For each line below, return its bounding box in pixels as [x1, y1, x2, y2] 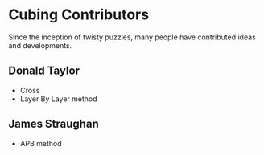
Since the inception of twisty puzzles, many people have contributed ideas [8, 32, 256, 42]
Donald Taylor [8, 64, 80, 78]
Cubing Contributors [8, 6, 150, 24]
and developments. [8, 40, 72, 50]
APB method [19, 138, 62, 148]
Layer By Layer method [19, 94, 98, 104]
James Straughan [8, 117, 99, 131]
